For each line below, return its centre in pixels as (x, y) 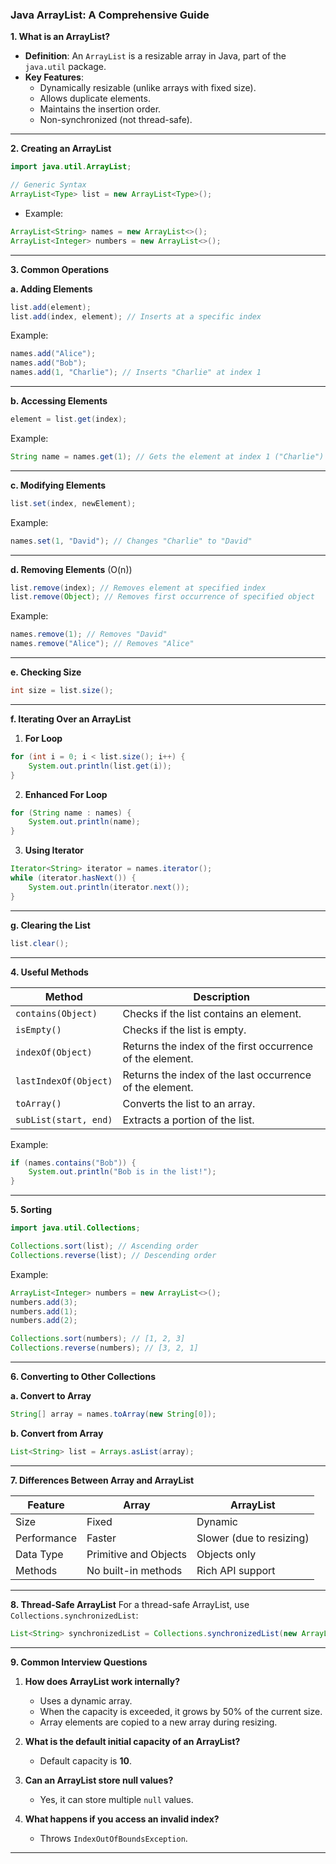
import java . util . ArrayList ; (71, 167)
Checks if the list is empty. (184, 1030)
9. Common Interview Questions (79, 1662)
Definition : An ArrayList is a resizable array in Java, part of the (155, 56)
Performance (46, 1538)
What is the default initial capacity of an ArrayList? (132, 1741)
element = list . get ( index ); (69, 419)
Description (221, 996)
